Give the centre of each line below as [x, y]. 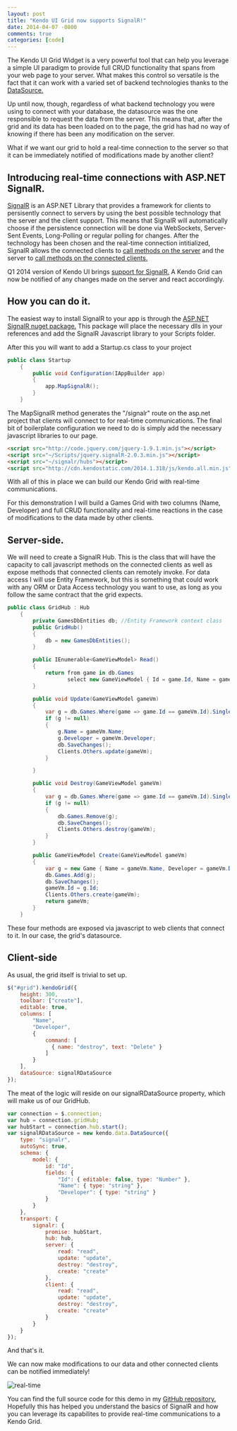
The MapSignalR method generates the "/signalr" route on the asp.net [109, 413]
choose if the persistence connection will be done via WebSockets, [105, 228]
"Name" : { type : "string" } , [100, 1186]
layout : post [26, 14]
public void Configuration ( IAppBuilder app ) [99, 373]
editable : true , [44, 1008]
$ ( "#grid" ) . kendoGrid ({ [42, 988]
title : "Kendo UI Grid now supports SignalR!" [77, 20]
